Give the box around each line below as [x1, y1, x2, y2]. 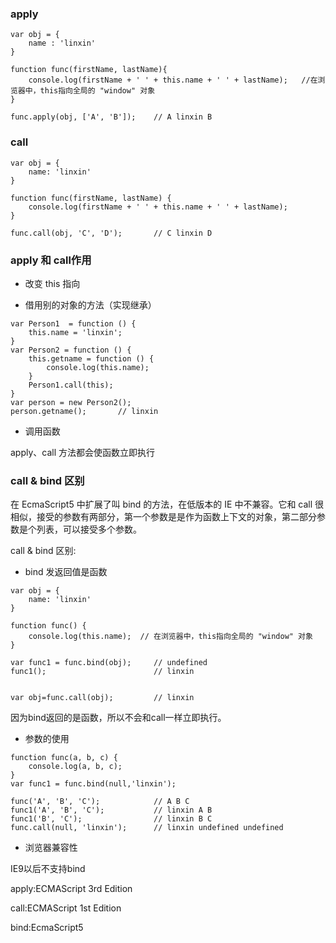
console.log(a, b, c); [28, 762, 123, 772]
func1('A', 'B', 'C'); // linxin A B [10, 805, 213, 816]
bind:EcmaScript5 [10, 922, 84, 934]
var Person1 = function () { [10, 318, 137, 329]
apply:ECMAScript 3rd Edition [10, 883, 133, 895]
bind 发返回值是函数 [24, 566, 108, 578]
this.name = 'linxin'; [28, 327, 123, 337]
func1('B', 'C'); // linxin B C [10, 814, 213, 824]
